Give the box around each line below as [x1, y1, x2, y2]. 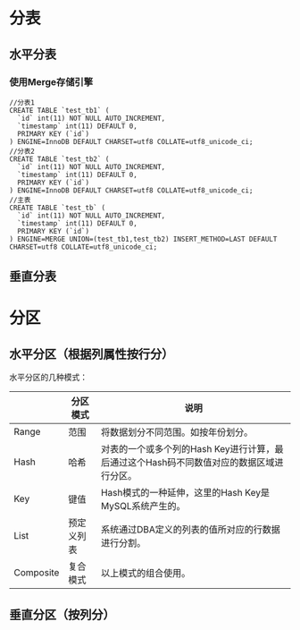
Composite [13, 566, 60, 579]
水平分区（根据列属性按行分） [9, 346, 174, 362]
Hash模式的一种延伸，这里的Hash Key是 [101, 487, 271, 499]
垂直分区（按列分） [9, 607, 115, 622]
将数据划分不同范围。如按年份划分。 [101, 426, 254, 438]
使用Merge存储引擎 [9, 75, 94, 88]
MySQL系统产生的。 [101, 500, 186, 513]
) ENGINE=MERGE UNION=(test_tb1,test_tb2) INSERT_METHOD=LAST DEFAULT [9, 234, 278, 243]
